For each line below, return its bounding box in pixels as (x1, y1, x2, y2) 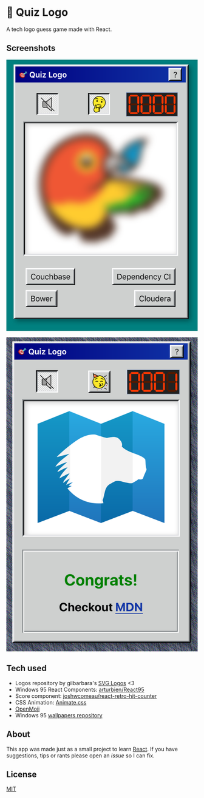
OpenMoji (15, 705, 40, 712)
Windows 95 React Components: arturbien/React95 (15, 686, 144, 693)
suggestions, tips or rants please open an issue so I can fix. (6, 752, 155, 759)
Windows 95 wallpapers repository (15, 711, 103, 719)
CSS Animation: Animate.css (15, 698, 87, 706)
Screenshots (6, 43, 56, 53)
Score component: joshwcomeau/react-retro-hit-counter (15, 692, 157, 700)
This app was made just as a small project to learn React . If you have (6, 745, 178, 752)
